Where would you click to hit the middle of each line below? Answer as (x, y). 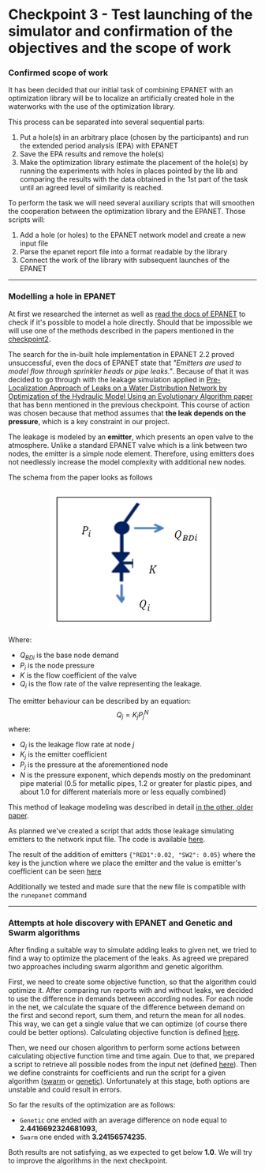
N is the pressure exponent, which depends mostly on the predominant (135, 775)
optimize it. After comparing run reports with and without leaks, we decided (131, 991)
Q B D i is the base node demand (69, 656)
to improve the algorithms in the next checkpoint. (88, 1161)
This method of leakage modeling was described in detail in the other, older (131, 807)
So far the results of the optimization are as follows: (92, 1105)
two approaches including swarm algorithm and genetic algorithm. (116, 967)
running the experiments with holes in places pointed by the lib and (129, 171)
